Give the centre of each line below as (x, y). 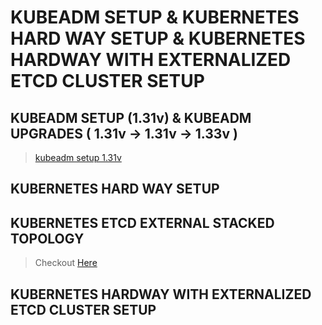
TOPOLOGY (47, 238)
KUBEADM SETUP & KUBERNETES (155, 17)
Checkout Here (66, 263)
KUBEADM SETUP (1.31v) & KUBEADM (131, 117)
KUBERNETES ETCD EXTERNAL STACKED (142, 222)
